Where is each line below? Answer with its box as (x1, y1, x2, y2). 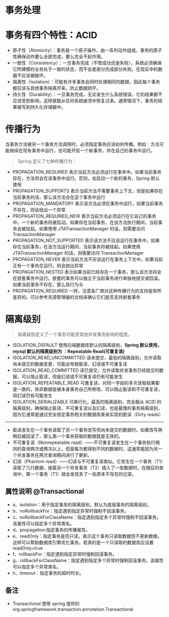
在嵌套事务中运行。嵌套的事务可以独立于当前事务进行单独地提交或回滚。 (12, 275, 162, 282)
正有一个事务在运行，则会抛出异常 (12, 263, 83, 269)
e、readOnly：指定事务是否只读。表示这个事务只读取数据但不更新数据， (12, 533, 162, 539)
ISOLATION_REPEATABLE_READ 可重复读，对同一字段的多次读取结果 (12, 380, 155, 386)
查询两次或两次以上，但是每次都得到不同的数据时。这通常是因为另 (21, 446, 158, 452)
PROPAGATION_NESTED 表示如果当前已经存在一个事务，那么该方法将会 (12, 269, 162, 275)
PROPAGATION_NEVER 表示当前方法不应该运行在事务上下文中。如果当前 (12, 256, 163, 262)
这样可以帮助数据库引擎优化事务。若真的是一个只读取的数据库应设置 (12, 539, 154, 545)
